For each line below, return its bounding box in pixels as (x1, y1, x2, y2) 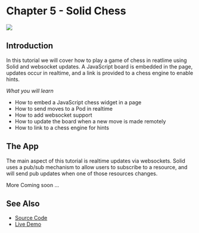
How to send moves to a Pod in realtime (14, 105, 113, 112)
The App (6, 141, 39, 151)
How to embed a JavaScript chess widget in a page (14, 98, 142, 105)
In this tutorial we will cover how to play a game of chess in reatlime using (6, 57, 187, 64)
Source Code (14, 215, 48, 222)
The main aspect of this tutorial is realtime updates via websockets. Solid (6, 157, 186, 164)
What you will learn (6, 87, 54, 94)
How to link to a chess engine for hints (14, 124, 109, 131)
